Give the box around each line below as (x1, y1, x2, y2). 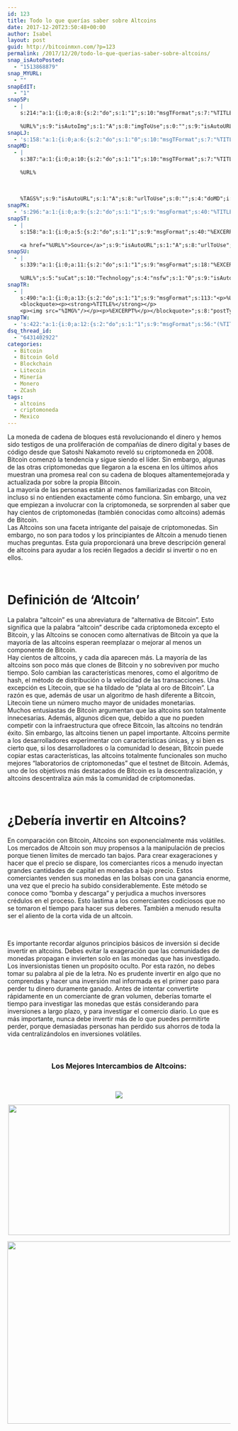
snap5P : (7, 97, 30, 104)
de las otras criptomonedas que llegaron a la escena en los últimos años (7, 463, 218, 471)
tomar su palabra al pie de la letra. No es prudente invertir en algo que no (7, 969, 221, 977)
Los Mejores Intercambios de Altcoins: (51, 1061, 187, 1071)
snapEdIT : (7, 83, 37, 90)
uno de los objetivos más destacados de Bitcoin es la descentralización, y (7, 766, 223, 775)
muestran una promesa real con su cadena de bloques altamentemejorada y (7, 470, 230, 479)
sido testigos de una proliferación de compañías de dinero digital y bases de (7, 440, 230, 448)
